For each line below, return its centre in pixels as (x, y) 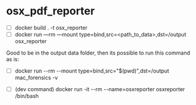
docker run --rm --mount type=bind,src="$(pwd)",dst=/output (92, 71)
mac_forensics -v (36, 78)
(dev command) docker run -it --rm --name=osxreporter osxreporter (100, 89)
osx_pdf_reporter (50, 11)
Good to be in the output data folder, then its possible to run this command (98, 53)
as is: (13, 59)
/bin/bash (27, 96)
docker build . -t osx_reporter (51, 28)
